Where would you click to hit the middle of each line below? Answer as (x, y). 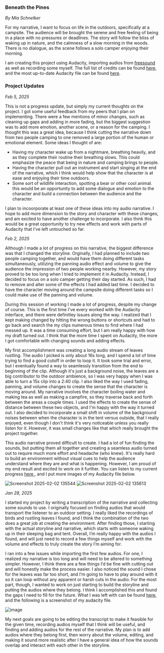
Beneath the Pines (27, 7)
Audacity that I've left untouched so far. (45, 229)
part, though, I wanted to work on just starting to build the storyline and (77, 585)
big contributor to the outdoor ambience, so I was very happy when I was (79, 376)
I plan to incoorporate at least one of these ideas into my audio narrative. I (80, 208)
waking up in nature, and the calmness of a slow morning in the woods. (77, 43)
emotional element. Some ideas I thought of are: (54, 142)
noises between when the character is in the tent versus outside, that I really (82, 418)
